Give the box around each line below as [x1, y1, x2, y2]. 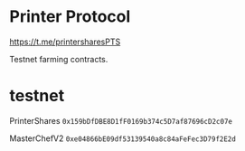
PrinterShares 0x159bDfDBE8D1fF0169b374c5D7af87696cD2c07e [9, 115, 233, 126]
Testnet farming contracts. [9, 53, 108, 64]
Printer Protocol [9, 6, 131, 27]
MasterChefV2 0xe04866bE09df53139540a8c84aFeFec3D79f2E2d [9, 133, 237, 144]
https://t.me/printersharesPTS [9, 36, 121, 47]
